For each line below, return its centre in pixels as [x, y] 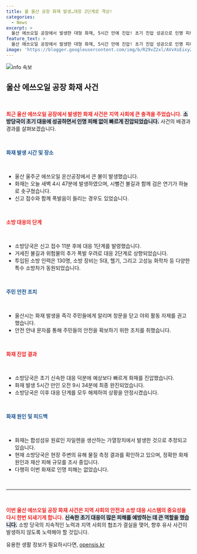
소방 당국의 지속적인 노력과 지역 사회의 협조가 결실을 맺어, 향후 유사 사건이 [103, 525]
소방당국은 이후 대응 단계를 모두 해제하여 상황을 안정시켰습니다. [87, 392]
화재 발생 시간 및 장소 [30, 152]
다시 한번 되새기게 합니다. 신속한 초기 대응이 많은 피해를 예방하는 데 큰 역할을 [92, 517]
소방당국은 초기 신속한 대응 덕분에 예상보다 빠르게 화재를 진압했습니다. [94, 378]
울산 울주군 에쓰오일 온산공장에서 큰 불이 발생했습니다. [77, 176]
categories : [21, 17]
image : [14, 50]
